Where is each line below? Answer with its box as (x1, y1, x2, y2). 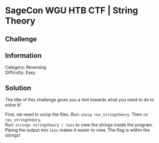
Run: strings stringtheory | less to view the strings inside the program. (5, 122, 154, 128)
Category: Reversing (5, 64, 46, 71)
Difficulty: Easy (5, 70, 36, 75)
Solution (5, 84, 31, 92)
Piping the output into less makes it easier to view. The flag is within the (5, 127, 150, 133)
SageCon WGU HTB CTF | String (5, 5, 138, 16)
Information (5, 51, 42, 60)
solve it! (5, 102, 21, 108)
